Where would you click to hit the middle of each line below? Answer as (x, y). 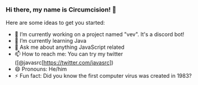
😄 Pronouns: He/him (41, 69)
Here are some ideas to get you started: (56, 23)
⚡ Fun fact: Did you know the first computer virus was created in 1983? (103, 76)
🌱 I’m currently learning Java (50, 41)
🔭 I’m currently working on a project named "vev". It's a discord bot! (99, 34)
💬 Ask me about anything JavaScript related (70, 47)
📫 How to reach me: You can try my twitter (69, 54)
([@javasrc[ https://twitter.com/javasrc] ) (64, 63)
